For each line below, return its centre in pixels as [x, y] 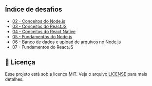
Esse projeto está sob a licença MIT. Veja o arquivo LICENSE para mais [76, 74]
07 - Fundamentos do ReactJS [43, 47]
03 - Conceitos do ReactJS [39, 26]
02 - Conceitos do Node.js [39, 21]
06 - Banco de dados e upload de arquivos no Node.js [66, 42]
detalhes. [14, 79]
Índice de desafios [34, 9]
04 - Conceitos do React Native [44, 31]
